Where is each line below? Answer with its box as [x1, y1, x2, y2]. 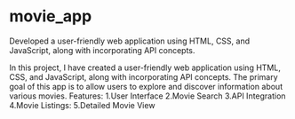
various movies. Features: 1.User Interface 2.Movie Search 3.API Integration [9, 91, 286, 101]
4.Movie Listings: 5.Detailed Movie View [9, 99, 155, 110]
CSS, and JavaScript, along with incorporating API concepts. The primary [9, 71, 278, 82]
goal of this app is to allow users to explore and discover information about [9, 81, 283, 91]
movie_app [9, 6, 92, 27]
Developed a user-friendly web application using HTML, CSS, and [9, 36, 251, 46]
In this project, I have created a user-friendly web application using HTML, [9, 62, 282, 73]
